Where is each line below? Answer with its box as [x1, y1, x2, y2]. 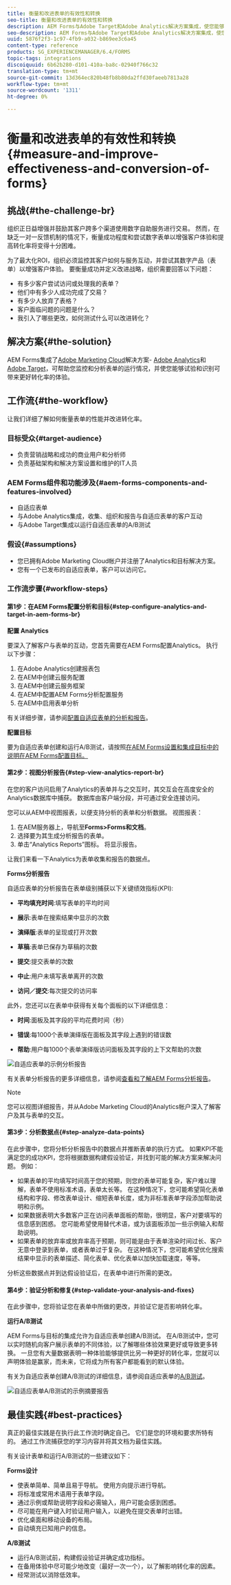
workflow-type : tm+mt [7, 81, 69, 88]
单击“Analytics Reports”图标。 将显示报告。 [16, 840, 141, 848]
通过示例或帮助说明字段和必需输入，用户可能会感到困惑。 [16, 1498, 180, 1506]
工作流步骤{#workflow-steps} [7, 584, 109, 593]
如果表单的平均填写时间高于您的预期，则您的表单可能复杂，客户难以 [16, 1176, 210, 1185]
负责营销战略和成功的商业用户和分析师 [16, 450, 126, 458]
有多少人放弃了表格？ [16, 297, 78, 305]
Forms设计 [7, 1466, 38, 1475]
